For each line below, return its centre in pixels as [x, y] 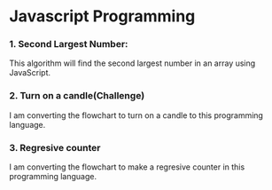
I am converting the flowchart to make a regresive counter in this [127, 167]
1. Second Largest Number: [69, 44]
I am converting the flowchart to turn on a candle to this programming [136, 115]
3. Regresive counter [55, 147]
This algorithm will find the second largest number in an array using [132, 63]
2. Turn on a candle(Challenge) [77, 96]
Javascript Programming [102, 16]
